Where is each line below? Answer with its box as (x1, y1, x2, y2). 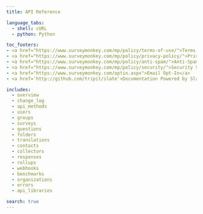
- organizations (11, 177, 53, 183)
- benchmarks (11, 170, 45, 177)
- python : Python (11, 31, 56, 37)
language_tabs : (6, 19, 45, 26)
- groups (11, 114, 34, 121)
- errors (11, 182, 34, 188)
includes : (6, 86, 31, 92)
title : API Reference (6, 8, 61, 15)
